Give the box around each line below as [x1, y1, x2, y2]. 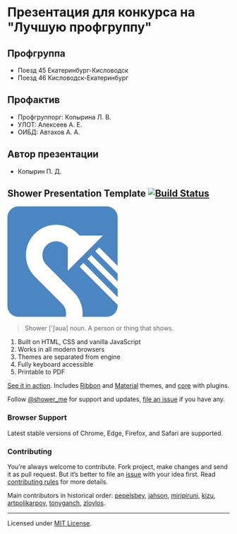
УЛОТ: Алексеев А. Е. [17, 120, 83, 129]
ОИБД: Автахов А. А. [17, 128, 80, 136]
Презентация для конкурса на [7, 4, 195, 20]
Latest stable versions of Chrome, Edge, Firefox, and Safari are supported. [7, 429, 224, 437]
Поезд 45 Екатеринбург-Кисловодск [17, 66, 129, 74]
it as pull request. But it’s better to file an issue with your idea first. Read [7, 470, 216, 479]
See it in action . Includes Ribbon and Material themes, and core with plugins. [7, 381, 230, 390]
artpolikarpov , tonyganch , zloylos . [7, 499, 106, 507]
